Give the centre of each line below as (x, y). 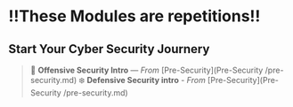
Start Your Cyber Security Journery (109, 49)
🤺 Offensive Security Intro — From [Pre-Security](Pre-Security (146, 70)
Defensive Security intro (133, 80)
